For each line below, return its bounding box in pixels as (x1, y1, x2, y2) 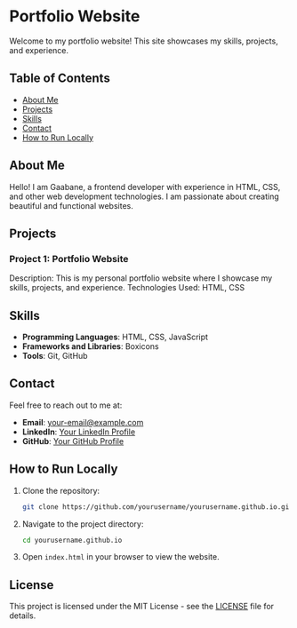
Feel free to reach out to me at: (9, 400, 123, 410)
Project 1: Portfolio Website (9, 252, 129, 265)
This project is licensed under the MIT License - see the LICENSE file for (9, 601, 274, 612)
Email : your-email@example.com (21, 417, 144, 427)
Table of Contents (9, 71, 111, 86)
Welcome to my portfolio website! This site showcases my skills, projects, (9, 36, 278, 46)
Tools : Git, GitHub (21, 351, 88, 362)
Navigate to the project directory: (21, 518, 144, 529)
